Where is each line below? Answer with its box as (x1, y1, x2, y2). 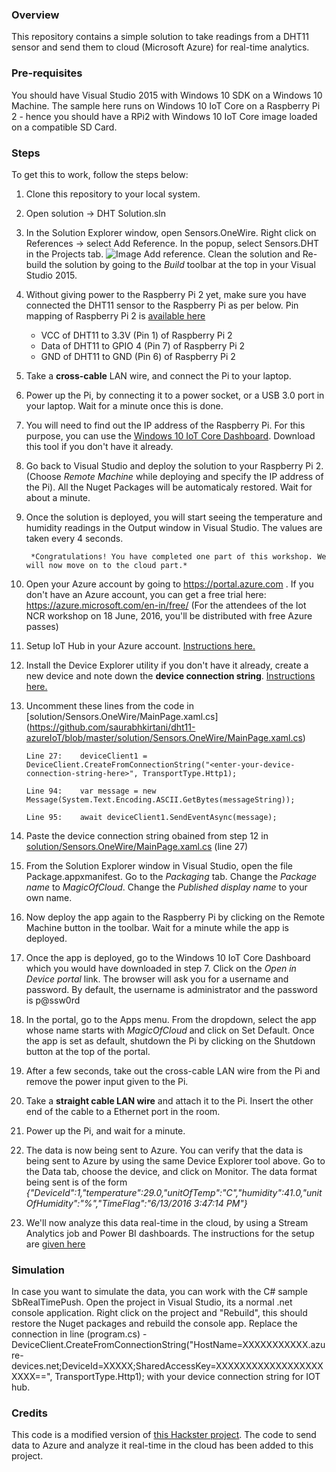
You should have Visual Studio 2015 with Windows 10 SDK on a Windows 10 (11, 89, 323, 101)
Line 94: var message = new (25, 786, 157, 796)
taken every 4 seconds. (25, 532, 124, 544)
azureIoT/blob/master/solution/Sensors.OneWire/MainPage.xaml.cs (25, 731, 303, 743)
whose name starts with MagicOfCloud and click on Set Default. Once (25, 1024, 315, 1036)
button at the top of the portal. (25, 1045, 151, 1057)
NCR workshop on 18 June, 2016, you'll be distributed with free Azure (25, 609, 313, 622)
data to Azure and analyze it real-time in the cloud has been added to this (11, 1439, 314, 1452)
